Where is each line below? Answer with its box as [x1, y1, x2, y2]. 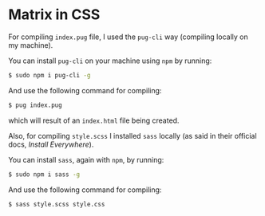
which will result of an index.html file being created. [8, 116, 180, 125]
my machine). [8, 40, 53, 49]
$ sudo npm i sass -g [8, 170, 81, 179]
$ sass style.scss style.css [8, 200, 105, 208]
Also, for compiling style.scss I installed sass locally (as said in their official [8, 131, 257, 140]
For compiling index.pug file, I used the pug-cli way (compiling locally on [8, 32, 249, 41]
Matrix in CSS [8, 6, 101, 24]
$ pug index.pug [8, 101, 62, 109]
